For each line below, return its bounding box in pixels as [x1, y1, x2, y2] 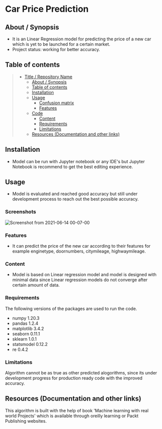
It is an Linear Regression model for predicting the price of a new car [12, 36, 151, 42]
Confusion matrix [39, 100, 75, 106]
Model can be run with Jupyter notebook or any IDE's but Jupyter [12, 158, 145, 164]
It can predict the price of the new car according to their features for [12, 243, 151, 249]
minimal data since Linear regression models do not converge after [12, 277, 148, 283]
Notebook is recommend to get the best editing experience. [12, 164, 134, 170]
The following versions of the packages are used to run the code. [5, 306, 137, 312]
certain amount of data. [12, 282, 60, 288]
